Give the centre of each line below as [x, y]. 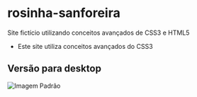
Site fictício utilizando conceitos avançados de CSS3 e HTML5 [98, 33]
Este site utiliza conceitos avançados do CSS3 [85, 46]
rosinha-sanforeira [64, 13]
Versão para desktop [54, 69]
